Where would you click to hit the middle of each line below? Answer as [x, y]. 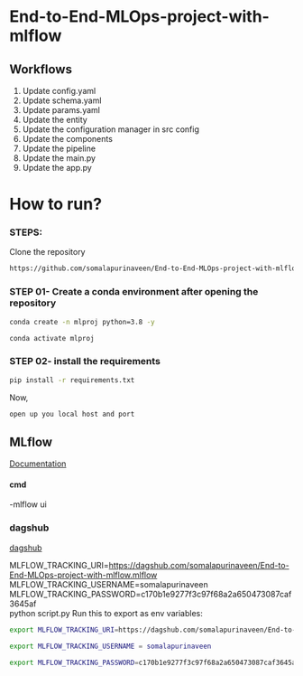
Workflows [41, 69]
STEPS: [26, 232]
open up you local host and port [72, 414]
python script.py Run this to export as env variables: [106, 613]
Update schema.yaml [62, 100]
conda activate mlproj [52, 338]
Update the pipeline [59, 148]
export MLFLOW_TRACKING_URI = [64, 630]
